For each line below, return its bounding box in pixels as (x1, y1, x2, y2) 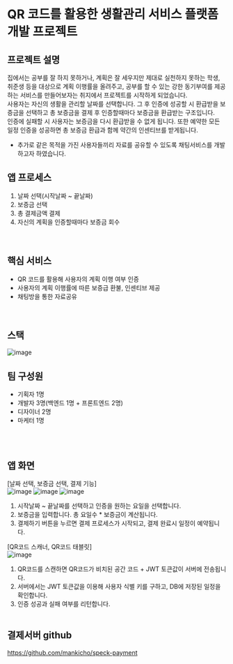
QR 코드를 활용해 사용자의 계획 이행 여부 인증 (17, 275, 139, 283)
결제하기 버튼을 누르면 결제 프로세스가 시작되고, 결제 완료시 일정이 (17, 519, 196, 527)
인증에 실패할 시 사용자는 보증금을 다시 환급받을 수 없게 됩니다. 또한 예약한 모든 (7, 117, 220, 126)
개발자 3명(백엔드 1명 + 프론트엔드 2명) (17, 399, 124, 407)
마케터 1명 (17, 416, 45, 425)
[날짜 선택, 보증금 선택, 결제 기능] (7, 479, 97, 488)
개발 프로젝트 (7, 24, 78, 40)
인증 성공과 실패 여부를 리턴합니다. (17, 600, 111, 608)
